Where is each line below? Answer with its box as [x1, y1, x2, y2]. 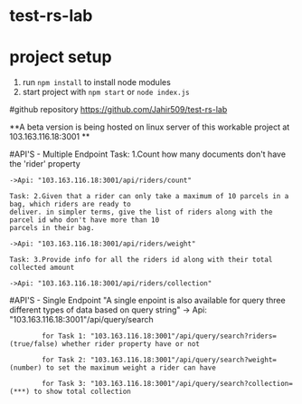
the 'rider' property [9, 159, 81, 169]
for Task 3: [42, 380, 88, 389]
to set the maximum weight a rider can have [45, 363, 217, 372]
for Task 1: [42, 332, 88, 341]
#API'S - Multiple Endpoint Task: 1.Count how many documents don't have [9, 149, 287, 159]
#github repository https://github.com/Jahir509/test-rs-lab [9, 104, 228, 115]
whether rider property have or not [61, 340, 201, 349]
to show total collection [33, 387, 131, 397]
